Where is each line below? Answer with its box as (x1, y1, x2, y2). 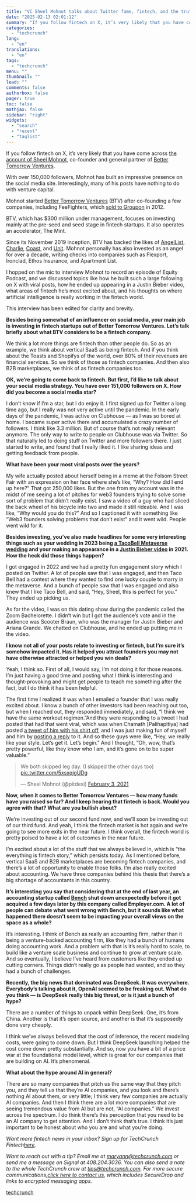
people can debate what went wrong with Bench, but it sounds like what (6, 906, 184, 913)
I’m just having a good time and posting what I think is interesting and (6, 672, 173, 679)
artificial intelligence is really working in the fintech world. (6, 293, 145, 300)
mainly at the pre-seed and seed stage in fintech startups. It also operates (6, 221, 184, 228)
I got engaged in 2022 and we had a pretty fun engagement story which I (6, 563, 182, 570)
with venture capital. (6, 185, 55, 193)
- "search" (11, 123, 38, 129)
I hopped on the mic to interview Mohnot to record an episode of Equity (6, 269, 178, 276)
